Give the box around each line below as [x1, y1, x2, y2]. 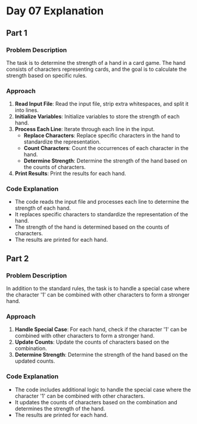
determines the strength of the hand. [14, 405, 105, 412]
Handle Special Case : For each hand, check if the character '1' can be [14, 326, 187, 333]
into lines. [14, 107, 39, 114]
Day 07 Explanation [6, 4, 104, 18]
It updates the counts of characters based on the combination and [14, 398, 177, 406]
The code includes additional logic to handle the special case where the [14, 386, 192, 393]
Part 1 [6, 28, 28, 38]
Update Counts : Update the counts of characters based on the [14, 338, 170, 346]
